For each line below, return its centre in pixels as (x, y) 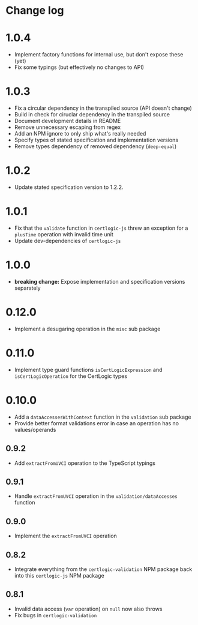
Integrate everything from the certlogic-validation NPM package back (103, 569)
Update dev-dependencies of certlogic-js (67, 241)
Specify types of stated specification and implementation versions (96, 140)
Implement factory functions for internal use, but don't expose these (99, 55)
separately (27, 288)
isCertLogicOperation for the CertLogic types (70, 376)
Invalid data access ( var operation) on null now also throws (88, 609)
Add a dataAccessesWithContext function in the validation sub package (103, 417)
